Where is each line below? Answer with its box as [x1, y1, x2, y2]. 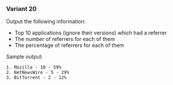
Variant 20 [6, 5, 37, 13]
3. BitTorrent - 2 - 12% [6, 75, 67, 81]
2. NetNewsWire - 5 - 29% [6, 70, 69, 76]
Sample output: [6, 53, 43, 60]
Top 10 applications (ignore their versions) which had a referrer [14, 29, 167, 36]
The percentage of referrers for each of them [14, 42, 124, 49]
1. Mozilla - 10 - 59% [6, 64, 62, 70]
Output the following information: [6, 18, 86, 25]
